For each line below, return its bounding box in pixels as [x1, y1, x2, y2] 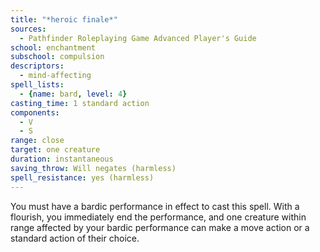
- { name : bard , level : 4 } [19, 89, 128, 99]
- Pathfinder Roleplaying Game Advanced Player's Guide [19, 33, 257, 43]
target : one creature [10, 145, 101, 155]
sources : [10, 24, 47, 34]
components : [10, 107, 60, 118]
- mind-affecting [19, 71, 92, 81]
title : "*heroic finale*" [10, 14, 118, 25]
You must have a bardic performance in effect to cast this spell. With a [10, 200, 300, 212]
